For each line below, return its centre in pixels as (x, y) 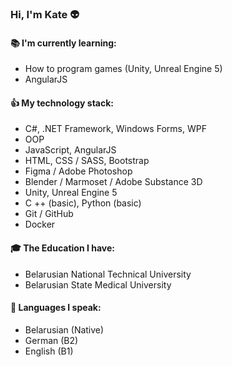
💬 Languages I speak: (56, 308)
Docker (40, 224)
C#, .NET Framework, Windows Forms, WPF (115, 129)
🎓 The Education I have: (62, 248)
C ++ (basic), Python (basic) (83, 203)
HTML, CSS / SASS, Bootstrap (87, 161)
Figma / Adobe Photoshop (78, 171)
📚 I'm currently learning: (63, 43)
